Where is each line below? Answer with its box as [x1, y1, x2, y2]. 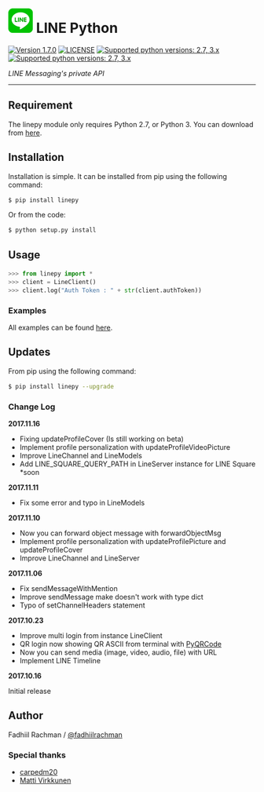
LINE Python [35, 20, 119, 37]
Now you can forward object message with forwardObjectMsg [19, 528, 222, 538]
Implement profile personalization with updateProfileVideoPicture [19, 443, 230, 452]
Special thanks [8, 750, 67, 761]
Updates [8, 345, 51, 359]
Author [8, 709, 43, 722]
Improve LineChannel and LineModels [19, 451, 143, 461]
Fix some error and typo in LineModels [19, 498, 145, 508]
